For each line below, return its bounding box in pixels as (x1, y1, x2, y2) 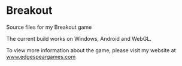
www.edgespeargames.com (6, 53, 76, 60)
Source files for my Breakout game (6, 23, 92, 31)
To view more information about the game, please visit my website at (6, 46, 176, 54)
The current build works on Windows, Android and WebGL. (6, 35, 151, 42)
